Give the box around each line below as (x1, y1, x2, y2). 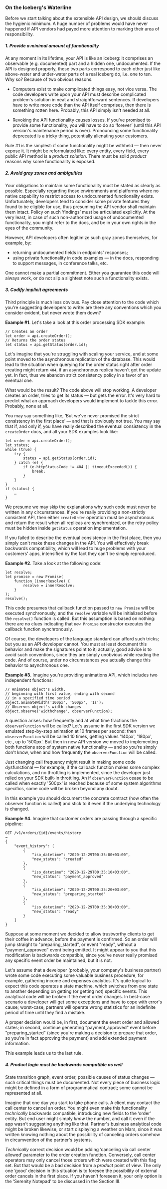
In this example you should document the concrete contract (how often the (5, 795, 159, 801)
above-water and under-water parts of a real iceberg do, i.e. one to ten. (5, 71, 152, 77)
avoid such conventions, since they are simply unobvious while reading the (5, 652, 160, 658)
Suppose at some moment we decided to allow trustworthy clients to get (5, 931, 155, 937)
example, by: (5, 240, 31, 246)
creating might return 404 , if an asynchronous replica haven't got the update (5, 367, 161, 373)
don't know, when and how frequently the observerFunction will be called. (5, 749, 157, 755)
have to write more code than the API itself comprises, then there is (12, 102, 151, 108)
